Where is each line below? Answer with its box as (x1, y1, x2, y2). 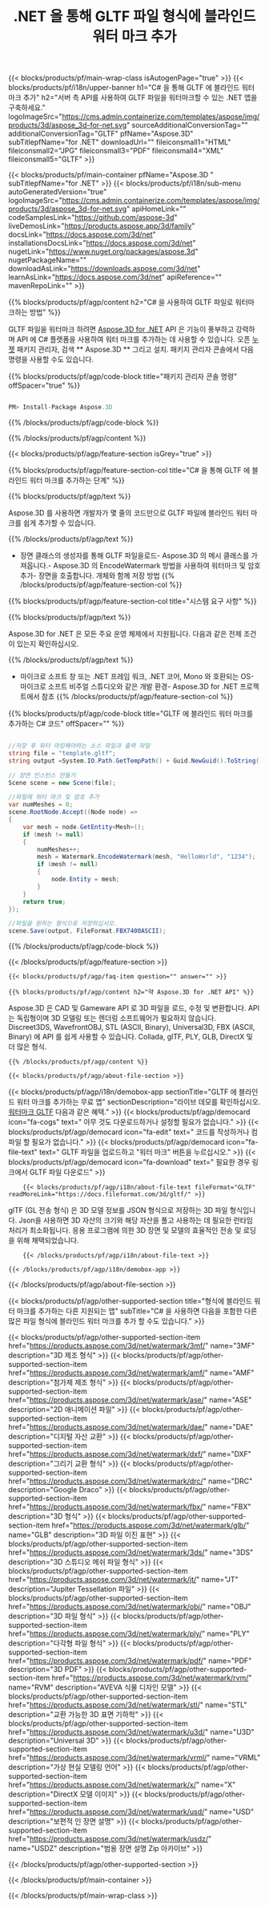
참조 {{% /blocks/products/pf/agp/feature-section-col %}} (41, 692, 234, 702)
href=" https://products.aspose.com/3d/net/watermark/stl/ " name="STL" (8, 1700, 247, 1710)
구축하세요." (8, 103, 46, 112)
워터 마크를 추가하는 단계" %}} (29, 475, 126, 486)
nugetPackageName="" (8, 255, 87, 265)
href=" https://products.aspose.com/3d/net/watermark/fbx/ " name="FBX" (8, 1502, 251, 1511)
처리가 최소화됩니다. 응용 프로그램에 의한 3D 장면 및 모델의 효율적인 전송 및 (8, 1226, 242, 1235)
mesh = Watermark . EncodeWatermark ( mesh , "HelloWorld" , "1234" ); (37, 852, 256, 861)
